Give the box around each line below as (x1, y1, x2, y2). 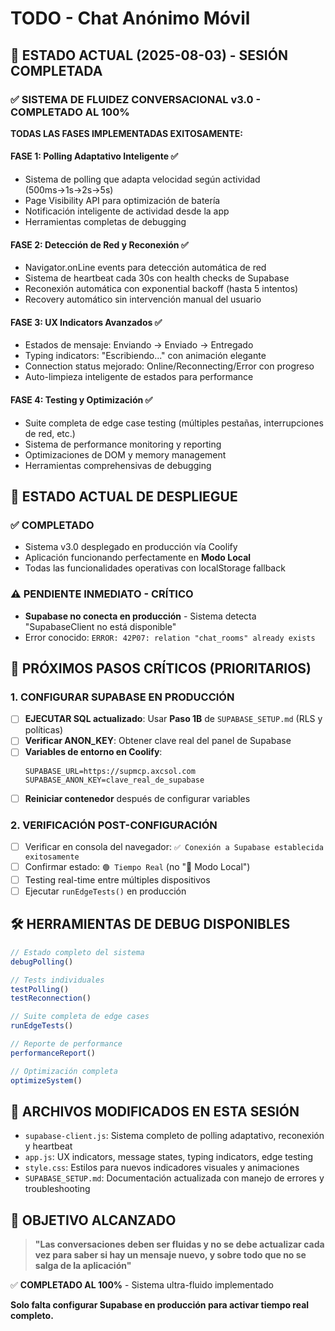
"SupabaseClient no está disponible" (24, 620, 177, 632)
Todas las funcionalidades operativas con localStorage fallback (24, 562, 286, 574)
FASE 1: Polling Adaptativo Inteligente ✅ (10, 150, 179, 162)
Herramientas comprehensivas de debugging (24, 459, 212, 471)
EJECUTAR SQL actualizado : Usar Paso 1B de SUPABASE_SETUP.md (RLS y (24, 713, 323, 725)
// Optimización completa (10, 1066, 118, 1076)
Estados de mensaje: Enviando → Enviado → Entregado (24, 339, 254, 351)
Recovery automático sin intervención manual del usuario (24, 293, 262, 306)
